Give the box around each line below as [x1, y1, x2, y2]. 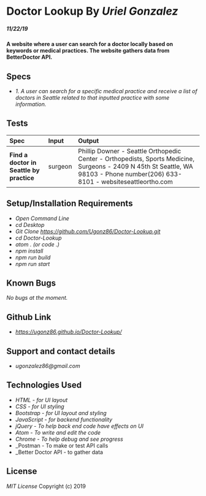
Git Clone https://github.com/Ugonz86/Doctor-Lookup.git [15, 227, 161, 235]
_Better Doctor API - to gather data [15, 448, 103, 456]
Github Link [6, 311, 51, 322]
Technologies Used [6, 380, 82, 391]
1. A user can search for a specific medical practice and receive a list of [15, 87, 197, 94]
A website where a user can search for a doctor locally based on [6, 40, 174, 48]
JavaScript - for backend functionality [15, 416, 113, 423]
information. [15, 100, 47, 108]
